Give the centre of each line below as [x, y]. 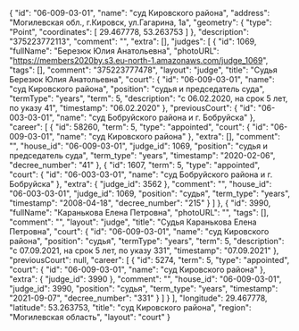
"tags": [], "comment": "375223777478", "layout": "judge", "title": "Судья [144, 70]
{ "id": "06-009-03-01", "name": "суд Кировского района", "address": [140, 13]
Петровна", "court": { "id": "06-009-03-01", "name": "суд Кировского [139, 231]
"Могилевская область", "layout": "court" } [90, 317]
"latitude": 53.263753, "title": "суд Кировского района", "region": [130, 307]
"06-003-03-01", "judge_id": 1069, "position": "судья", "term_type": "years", [150, 193]
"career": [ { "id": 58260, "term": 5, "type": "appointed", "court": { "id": [139, 127]
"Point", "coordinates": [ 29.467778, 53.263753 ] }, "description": [129, 32]
